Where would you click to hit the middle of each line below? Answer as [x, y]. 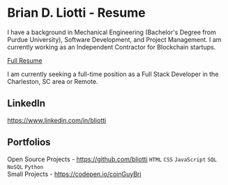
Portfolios [29, 142]
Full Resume [25, 60]
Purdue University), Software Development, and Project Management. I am [114, 39]
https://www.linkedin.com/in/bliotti [57, 120]
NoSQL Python [25, 167]
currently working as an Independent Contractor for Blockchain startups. [112, 47]
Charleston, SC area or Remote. [53, 81]
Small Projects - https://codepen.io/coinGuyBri [74, 174]
